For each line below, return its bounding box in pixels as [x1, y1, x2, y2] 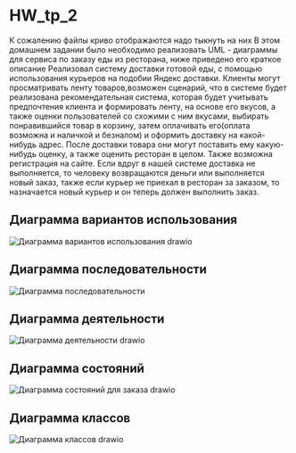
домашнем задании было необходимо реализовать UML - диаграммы [9, 44, 278, 54]
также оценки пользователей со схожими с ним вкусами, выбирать [9, 111, 269, 121]
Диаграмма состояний [9, 360, 145, 375]
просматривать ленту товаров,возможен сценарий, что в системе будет [9, 82, 287, 93]
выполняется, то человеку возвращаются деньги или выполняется [9, 167, 265, 178]
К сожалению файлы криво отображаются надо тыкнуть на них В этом [9, 35, 281, 45]
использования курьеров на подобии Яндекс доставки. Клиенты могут [9, 72, 281, 83]
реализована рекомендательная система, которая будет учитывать [9, 91, 269, 103]
